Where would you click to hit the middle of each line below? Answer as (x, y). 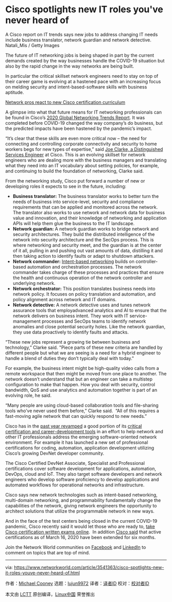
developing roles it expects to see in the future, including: (66, 186)
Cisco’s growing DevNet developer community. (55, 453)
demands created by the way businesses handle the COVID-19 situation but (85, 60)
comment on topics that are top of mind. (48, 552)
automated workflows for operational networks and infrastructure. (75, 485)
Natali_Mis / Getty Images (33, 45)
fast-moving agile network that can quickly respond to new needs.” (76, 416)
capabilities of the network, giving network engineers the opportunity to (81, 505)
